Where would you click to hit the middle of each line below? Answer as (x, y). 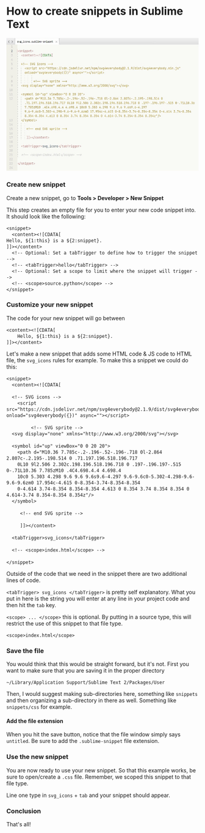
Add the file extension (35, 721)
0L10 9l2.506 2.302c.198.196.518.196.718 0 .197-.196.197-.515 (99, 464)
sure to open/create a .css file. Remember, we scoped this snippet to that (99, 777)
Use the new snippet (38, 757)
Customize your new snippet (50, 305)
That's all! (19, 824)
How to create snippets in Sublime (95, 11)
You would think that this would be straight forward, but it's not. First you (98, 664)
